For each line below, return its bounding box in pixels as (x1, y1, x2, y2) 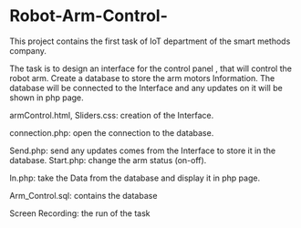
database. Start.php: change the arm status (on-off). (9, 154, 207, 165)
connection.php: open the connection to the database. (9, 127, 214, 138)
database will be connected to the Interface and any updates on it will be (9, 82, 283, 93)
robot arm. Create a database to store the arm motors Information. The (9, 72, 275, 83)
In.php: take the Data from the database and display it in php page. (9, 172, 261, 183)
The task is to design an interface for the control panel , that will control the (9, 63, 292, 74)
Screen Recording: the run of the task (9, 207, 150, 219)
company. (9, 45, 47, 56)
